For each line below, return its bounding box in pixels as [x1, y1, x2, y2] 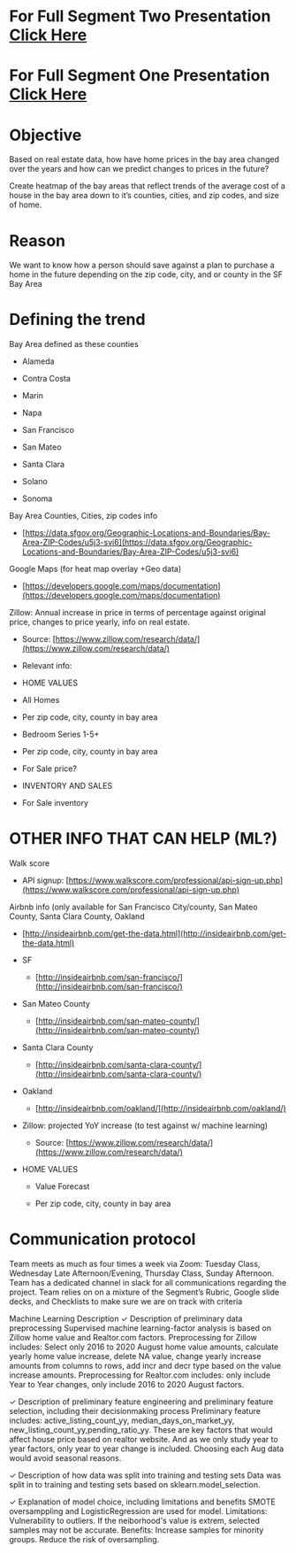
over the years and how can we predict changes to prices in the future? [9, 164, 269, 174]
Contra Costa [21, 374, 71, 384]
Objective [9, 125, 82, 145]
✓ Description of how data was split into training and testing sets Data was [9, 1470, 281, 1480]
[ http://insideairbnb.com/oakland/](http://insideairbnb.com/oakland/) [34, 1103, 287, 1114]
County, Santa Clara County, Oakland [9, 911, 145, 922]
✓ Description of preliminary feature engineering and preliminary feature [9, 1396, 274, 1407]
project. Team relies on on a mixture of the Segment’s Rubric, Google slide [9, 1286, 280, 1298]
